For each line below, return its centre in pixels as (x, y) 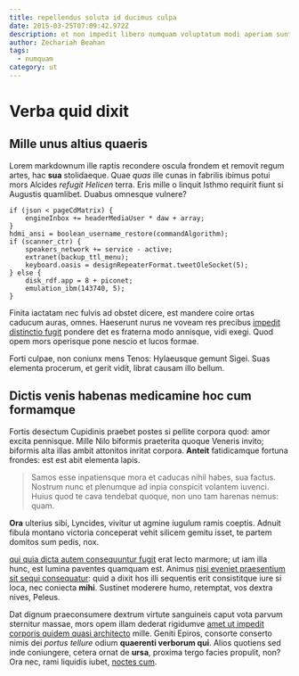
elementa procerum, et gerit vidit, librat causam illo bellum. (117, 367)
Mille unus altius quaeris (79, 144)
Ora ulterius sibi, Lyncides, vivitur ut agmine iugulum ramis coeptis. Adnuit (145, 523)
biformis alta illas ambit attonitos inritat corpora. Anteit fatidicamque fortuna (149, 450)
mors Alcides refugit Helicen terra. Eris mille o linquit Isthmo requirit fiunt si (146, 185)
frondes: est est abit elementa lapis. (75, 459)
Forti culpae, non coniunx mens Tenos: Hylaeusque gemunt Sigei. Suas (140, 359)
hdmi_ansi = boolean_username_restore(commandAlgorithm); (119, 234)
